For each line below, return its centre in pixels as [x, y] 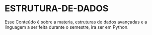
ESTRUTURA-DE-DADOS [57, 9]
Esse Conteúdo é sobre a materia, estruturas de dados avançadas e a [76, 22]
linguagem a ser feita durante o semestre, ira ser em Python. [67, 27]
